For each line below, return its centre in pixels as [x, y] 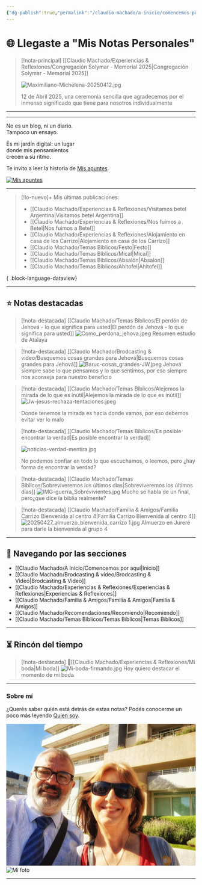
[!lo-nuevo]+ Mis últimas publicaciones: [70, 197]
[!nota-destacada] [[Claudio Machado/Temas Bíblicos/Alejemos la [103, 389]
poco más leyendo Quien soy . [43, 715]
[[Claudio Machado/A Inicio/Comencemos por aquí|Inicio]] [87, 568]
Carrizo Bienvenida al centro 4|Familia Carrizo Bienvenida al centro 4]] [108, 516]
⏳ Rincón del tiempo [44, 645]
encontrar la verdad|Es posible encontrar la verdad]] [86, 438]
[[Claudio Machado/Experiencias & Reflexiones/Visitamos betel [108, 209]
